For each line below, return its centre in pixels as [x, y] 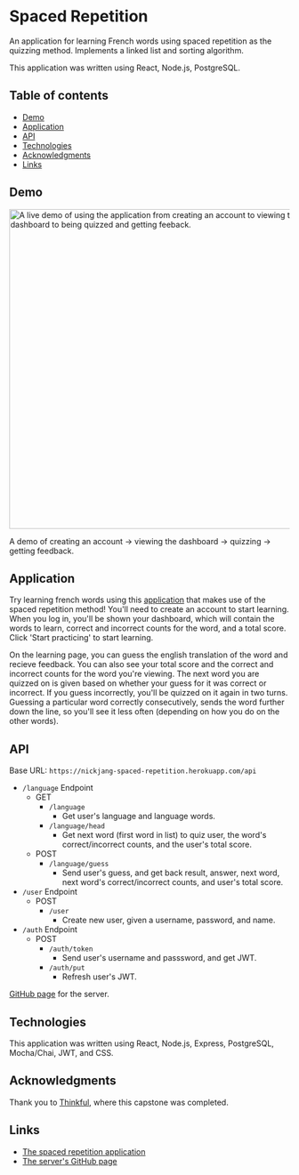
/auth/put [67, 968]
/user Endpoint [49, 892]
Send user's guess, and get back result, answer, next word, [171, 873]
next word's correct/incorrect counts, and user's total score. [173, 882]
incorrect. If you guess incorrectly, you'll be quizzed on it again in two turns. [149, 693]
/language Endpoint [57, 788]
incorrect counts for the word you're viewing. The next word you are [134, 674]
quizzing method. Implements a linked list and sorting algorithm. [127, 50]
